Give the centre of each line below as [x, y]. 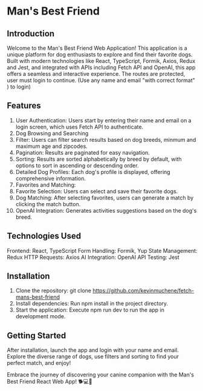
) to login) [19, 87]
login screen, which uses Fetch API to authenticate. [79, 127]
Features [24, 106]
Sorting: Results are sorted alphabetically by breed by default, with [98, 159]
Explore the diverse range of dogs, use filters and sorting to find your [93, 356]
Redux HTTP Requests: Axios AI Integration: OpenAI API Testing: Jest [93, 257]
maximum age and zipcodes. [52, 146]
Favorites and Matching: [46, 185]
